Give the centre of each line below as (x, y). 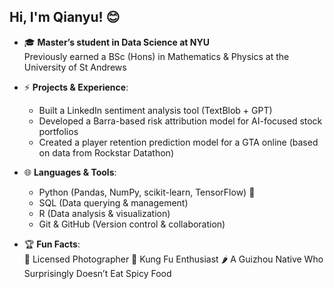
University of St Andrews (75, 67)
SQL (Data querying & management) (113, 202)
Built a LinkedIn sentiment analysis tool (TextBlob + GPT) (155, 110)
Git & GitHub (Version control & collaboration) (132, 224)
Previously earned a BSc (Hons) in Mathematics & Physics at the (156, 56)
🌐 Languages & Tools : (70, 172)
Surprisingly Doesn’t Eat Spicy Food (97, 273)
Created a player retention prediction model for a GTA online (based (178, 142)
